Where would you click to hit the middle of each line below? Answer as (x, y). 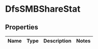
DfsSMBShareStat (43, 9)
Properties (22, 27)
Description (57, 41)
